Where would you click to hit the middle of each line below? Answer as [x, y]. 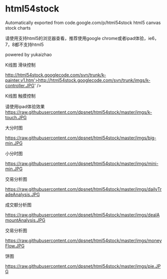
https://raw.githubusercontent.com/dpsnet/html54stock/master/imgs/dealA [83, 215]
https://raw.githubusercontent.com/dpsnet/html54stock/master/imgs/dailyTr [83, 189]
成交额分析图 [18, 205]
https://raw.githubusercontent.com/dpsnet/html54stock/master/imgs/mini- [82, 163]
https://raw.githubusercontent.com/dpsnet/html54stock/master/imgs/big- [81, 138]
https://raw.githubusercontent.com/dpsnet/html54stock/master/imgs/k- [79, 112]
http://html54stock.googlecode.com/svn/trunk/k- [56, 75]
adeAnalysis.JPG [22, 194]
